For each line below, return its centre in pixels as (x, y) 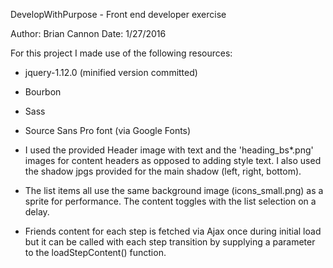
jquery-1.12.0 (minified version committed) (111, 72)
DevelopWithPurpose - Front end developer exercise (118, 14)
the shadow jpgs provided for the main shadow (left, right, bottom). (163, 171)
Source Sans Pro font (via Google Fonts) (108, 130)
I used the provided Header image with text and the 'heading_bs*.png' (169, 150)
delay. (37, 212)
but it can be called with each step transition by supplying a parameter (170, 242)
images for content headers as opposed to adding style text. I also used (173, 160)
